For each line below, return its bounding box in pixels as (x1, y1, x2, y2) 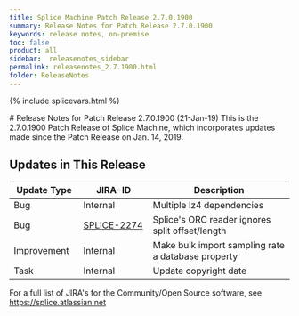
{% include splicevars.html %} (9, 95, 120, 106)
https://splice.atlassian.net (9, 296, 107, 307)
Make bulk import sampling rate (152, 239, 285, 251)
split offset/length (152, 224, 227, 237)
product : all (9, 46, 58, 55)
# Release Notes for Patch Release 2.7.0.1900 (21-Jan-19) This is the (9, 112, 259, 123)
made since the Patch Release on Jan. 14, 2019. (9, 131, 184, 142)
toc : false (9, 37, 50, 47)
